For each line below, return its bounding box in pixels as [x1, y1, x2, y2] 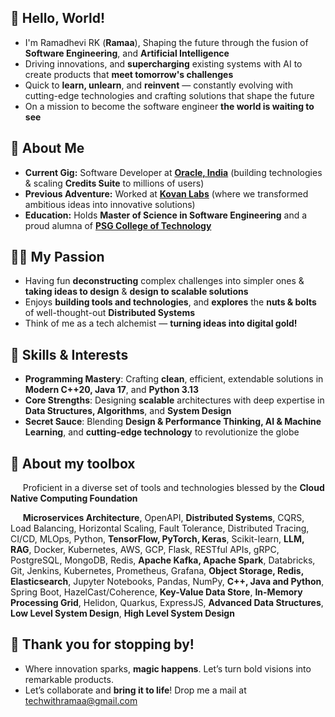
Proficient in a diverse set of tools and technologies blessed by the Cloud [22, 482, 325, 494]
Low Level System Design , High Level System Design [10, 607, 235, 620]
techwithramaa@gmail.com [24, 694, 138, 706]
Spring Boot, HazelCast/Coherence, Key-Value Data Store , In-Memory [10, 586, 303, 598]
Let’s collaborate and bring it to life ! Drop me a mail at [24, 684, 247, 696]
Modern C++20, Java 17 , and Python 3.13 [24, 384, 199, 396]
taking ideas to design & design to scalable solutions [24, 286, 249, 298]
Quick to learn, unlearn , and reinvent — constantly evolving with [24, 79, 293, 91]
